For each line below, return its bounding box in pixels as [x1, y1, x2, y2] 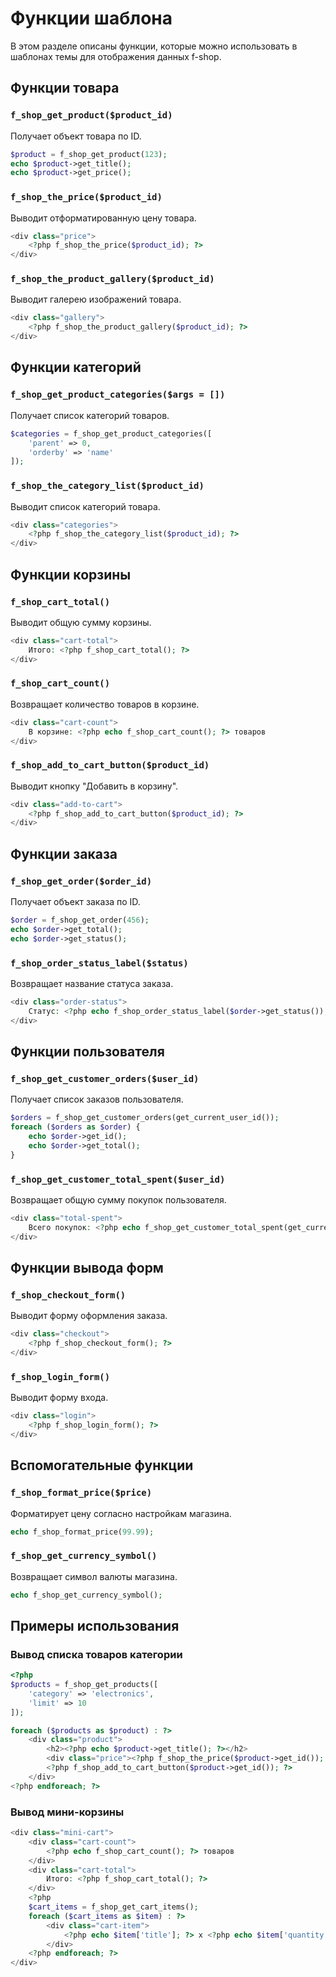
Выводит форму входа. [10, 1392, 109, 1404]
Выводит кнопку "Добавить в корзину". [10, 780, 179, 792]
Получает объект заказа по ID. [10, 896, 141, 908]
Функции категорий [10, 359, 142, 376]
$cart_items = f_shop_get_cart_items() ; [28, 1902, 199, 1912]
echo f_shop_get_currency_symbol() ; [10, 1590, 163, 1600]
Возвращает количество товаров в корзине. [10, 698, 200, 710]
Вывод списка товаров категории [10, 1647, 183, 1661]
